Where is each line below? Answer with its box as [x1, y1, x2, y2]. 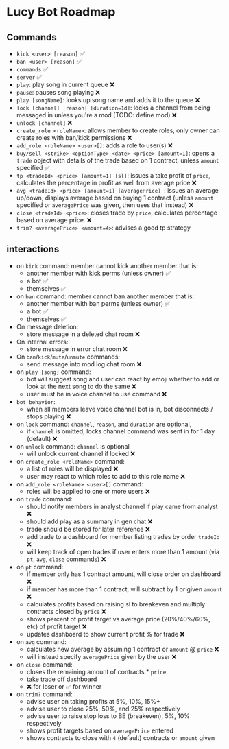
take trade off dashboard [26, 675, 97, 683]
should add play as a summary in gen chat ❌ [26, 517, 153, 525]
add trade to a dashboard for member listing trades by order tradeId [26, 532, 220, 540]
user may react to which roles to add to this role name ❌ [26, 472, 186, 480]
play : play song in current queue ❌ [16, 80, 114, 88]
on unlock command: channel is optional [16, 442, 130, 450]
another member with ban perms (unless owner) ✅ [26, 299, 171, 307]
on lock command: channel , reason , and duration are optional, [16, 420, 192, 428]
